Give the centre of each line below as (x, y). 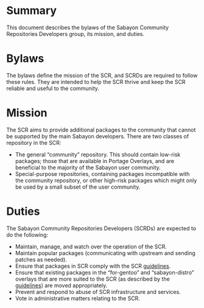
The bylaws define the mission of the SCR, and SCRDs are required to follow (102, 75)
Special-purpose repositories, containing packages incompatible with (102, 173)
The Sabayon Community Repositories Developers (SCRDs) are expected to (101, 228)
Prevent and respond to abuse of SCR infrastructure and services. (98, 292)
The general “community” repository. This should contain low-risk (98, 154)
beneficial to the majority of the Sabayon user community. (88, 167)
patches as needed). (41, 259)
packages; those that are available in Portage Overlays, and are (95, 161)
